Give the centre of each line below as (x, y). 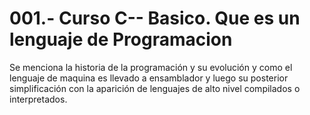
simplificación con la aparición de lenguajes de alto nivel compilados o (155, 88)
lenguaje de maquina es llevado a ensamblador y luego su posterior (149, 78)
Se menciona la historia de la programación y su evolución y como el (151, 67)
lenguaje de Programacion (121, 39)
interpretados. (38, 99)
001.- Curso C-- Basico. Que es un (155, 18)
